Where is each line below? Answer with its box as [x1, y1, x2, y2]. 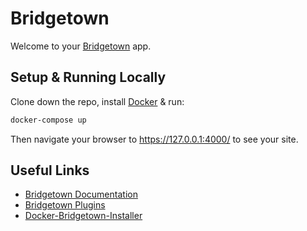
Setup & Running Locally [10, 69, 167, 86]
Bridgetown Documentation [24, 188, 138, 201]
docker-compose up [10, 115, 87, 125]
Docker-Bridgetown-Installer [24, 210, 143, 222]
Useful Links [10, 162, 90, 179]
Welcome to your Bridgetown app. [10, 40, 152, 52]
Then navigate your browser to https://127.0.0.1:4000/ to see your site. [10, 133, 299, 145]
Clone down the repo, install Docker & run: [10, 95, 185, 107]
